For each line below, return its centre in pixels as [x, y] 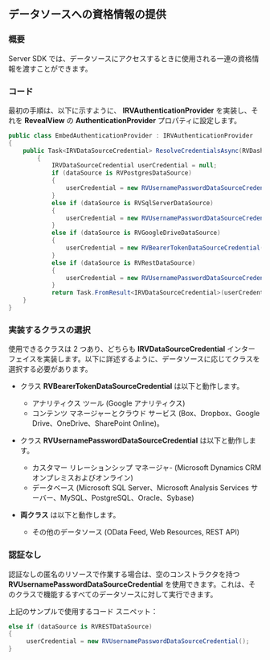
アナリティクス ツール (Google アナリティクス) [108, 403]
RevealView [44, 120]
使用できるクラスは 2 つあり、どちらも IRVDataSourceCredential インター [132, 349]
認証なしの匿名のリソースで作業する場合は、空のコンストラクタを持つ [124, 574]
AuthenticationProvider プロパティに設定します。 [158, 120]
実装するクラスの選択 [49, 330]
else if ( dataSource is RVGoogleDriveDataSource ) [136, 233]
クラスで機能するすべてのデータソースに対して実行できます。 [116, 594]
